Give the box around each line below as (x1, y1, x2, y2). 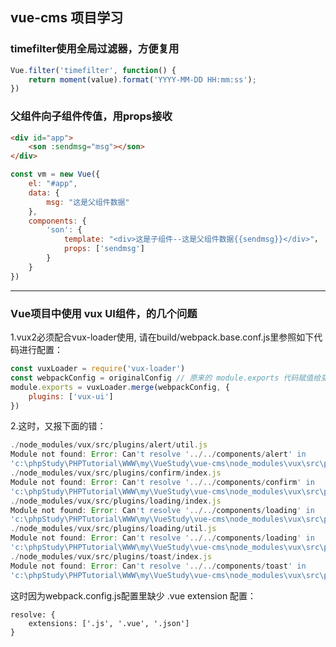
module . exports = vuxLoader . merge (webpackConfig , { (10, 382, 230, 392)
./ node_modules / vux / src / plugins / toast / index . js (10, 551, 213, 562)
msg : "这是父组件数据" (46, 197, 130, 207)
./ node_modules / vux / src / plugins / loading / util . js (10, 524, 217, 534)
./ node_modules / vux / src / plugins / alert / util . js (10, 440, 208, 450)
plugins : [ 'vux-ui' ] (28, 391, 114, 402)
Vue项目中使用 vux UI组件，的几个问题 (10, 306, 198, 320)
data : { (28, 188, 60, 198)
